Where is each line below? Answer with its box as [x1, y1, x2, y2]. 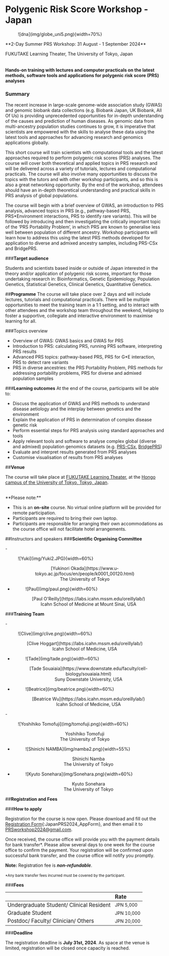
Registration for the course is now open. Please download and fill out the [5, 816, 156, 822]
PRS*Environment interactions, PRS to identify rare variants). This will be [5, 213, 157, 219]
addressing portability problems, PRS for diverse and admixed [12, 370, 142, 376]
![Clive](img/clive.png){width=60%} [18, 630, 92, 637]
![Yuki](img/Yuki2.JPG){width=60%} [18, 555, 94, 561]
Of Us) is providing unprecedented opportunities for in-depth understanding [5, 113, 164, 119]
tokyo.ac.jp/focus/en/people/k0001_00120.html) [35, 571, 135, 577]
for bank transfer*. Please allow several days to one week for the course [5, 842, 155, 848]
